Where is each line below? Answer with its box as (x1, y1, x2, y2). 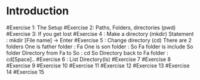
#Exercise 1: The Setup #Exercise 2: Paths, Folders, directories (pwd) (6, 24, 176, 31)
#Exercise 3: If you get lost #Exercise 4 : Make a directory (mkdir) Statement (6, 30, 194, 37)
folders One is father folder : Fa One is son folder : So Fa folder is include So (6, 43, 193, 50)
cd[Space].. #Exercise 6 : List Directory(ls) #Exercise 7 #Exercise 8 (6, 56, 171, 63)
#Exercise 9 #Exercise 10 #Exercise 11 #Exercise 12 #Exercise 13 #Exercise (6, 61, 190, 69)
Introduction (6, 4, 69, 18)
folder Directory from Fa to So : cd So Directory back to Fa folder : (6, 49, 168, 56)
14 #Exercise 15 (6, 68, 45, 75)
